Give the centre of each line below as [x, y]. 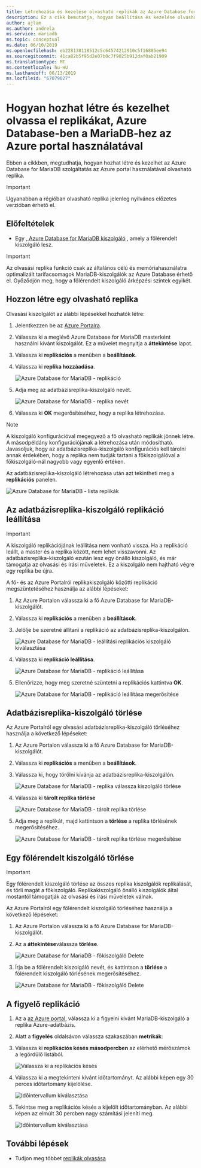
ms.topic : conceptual [33, 39]
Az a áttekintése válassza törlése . [57, 944]
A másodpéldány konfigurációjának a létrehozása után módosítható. [90, 442]
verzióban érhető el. [31, 205]
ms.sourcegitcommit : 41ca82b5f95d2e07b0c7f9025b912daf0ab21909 [87, 56]
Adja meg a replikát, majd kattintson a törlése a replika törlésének [96, 821]
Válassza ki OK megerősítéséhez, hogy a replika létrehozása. [90, 413]
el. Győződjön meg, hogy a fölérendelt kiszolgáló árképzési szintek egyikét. [99, 280]
